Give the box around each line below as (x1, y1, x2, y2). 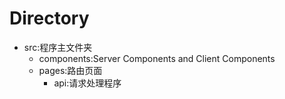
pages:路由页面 (38, 64, 103, 76)
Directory (9, 7, 90, 30)
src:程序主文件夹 (23, 41, 93, 53)
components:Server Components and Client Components (38, 52, 276, 64)
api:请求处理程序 (53, 77, 122, 89)
